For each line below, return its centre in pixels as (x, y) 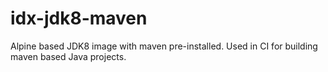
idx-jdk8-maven (79, 18)
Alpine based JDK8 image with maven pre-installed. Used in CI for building (164, 46)
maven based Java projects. (68, 56)
